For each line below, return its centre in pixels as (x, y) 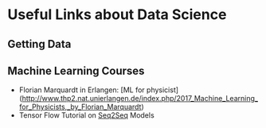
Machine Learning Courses (76, 70)
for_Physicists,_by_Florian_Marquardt (80, 107)
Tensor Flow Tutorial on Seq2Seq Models (86, 115)
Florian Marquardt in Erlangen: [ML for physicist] (99, 90)
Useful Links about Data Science (117, 15)
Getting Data (39, 44)
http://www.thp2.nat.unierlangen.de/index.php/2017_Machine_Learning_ (140, 99)
